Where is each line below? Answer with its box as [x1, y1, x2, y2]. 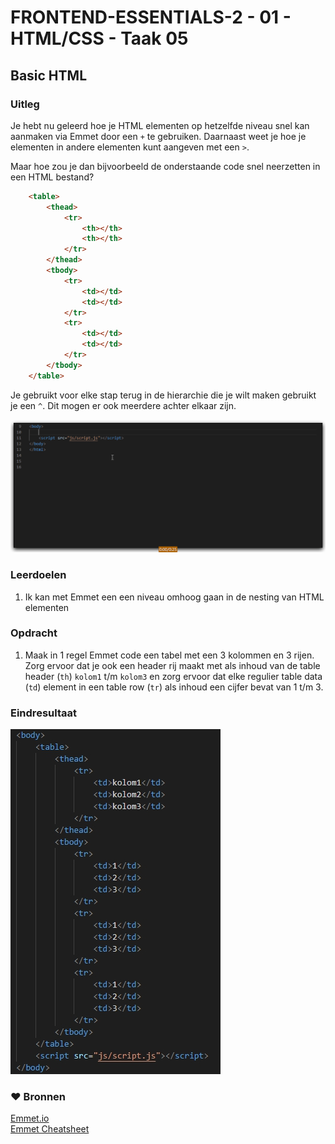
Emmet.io [10, 1112, 50, 1125]
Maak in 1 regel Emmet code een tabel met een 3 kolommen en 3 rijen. [24, 649, 315, 661]
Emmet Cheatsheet [10, 1123, 90, 1135]
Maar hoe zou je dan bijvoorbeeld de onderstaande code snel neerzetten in [10, 160, 321, 172]
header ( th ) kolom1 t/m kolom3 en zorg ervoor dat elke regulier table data [24, 670, 323, 682]
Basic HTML [10, 67, 88, 84]
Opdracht [10, 626, 58, 640]
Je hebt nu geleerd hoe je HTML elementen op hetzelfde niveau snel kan [10, 119, 310, 131]
